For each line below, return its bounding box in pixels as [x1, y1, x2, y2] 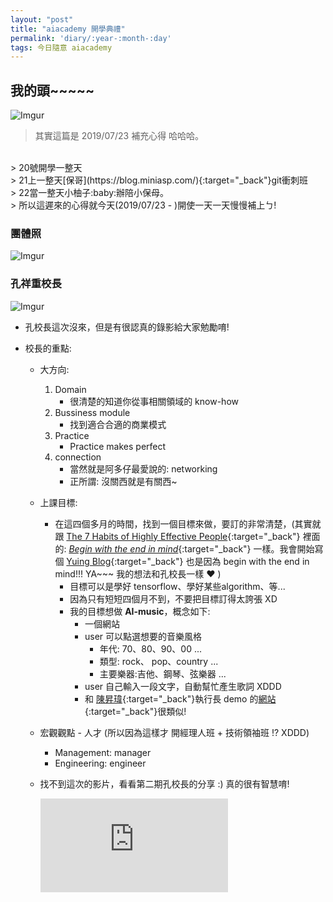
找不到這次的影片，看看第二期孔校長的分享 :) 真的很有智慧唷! [39, 777, 290, 790]
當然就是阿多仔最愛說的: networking [69, 462, 218, 475]
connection [54, 451, 102, 463]
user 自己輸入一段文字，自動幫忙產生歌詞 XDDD [84, 680, 282, 692]
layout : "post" [10, 14, 74, 25]
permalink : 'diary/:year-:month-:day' [10, 33, 172, 43]
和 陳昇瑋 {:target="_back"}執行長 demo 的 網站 [84, 692, 277, 705]
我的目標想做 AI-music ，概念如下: [69, 605, 211, 617]
